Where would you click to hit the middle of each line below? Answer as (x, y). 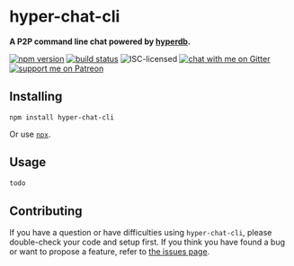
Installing (36, 97)
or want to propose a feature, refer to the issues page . (110, 252)
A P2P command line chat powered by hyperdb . (100, 41)
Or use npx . (30, 134)
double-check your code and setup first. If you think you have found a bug (147, 242)
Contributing (46, 211)
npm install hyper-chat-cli (62, 117)
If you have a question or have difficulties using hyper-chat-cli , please (141, 233)
